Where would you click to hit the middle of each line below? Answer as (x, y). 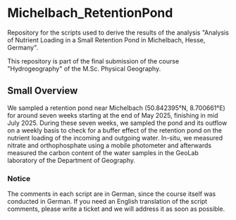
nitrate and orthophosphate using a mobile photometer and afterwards (110, 145)
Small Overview (43, 91)
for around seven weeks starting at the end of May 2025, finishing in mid (113, 115)
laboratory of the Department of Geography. (72, 160)
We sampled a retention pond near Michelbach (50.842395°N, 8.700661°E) (116, 108)
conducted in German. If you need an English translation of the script (107, 202)
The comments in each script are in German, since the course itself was (112, 194)
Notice (19, 178)
